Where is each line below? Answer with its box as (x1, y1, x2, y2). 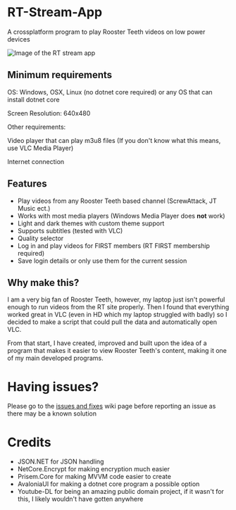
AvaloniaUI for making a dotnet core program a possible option (17, 480, 200, 488)
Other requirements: (7, 123, 66, 131)
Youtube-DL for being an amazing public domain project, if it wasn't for (17, 487, 224, 496)
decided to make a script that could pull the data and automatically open (7, 318, 217, 326)
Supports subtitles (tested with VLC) (17, 226, 123, 235)
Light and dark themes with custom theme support (17, 219, 165, 228)
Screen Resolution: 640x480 (7, 108, 91, 117)
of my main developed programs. (7, 354, 104, 363)
